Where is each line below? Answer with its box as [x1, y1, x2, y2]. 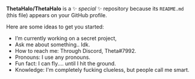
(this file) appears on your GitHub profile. [6, 12, 108, 18]
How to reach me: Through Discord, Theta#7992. [14, 48, 136, 54]
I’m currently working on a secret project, [14, 35, 117, 42]
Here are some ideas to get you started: [6, 23, 105, 30]
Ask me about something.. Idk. [14, 41, 90, 48]
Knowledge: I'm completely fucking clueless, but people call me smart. [14, 67, 190, 73]
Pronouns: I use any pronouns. [14, 53, 91, 61]
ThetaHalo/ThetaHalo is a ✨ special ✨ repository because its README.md [6, 5, 184, 12]
